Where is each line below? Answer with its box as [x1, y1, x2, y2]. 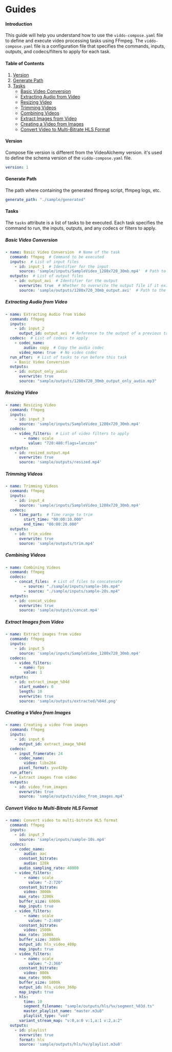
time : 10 [24, 999, 42, 1004]
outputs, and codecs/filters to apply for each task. [5, 49, 111, 55]
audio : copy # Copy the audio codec [24, 345, 104, 350]
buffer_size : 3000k [18, 937, 60, 942]
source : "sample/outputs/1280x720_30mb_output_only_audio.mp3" [18, 378, 157, 384]
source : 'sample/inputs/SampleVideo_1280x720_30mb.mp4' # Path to [18, 269, 166, 274]
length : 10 [18, 689, 42, 694]
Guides [5, 4, 37, 15]
